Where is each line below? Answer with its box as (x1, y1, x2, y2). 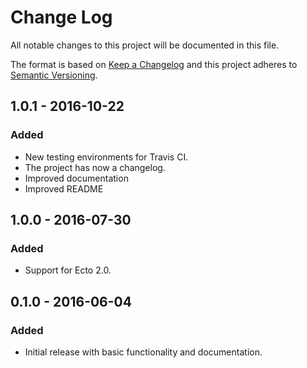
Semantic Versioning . (10, 69, 98, 81)
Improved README (24, 182, 104, 195)
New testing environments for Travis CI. (24, 151, 189, 163)
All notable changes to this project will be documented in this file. (10, 39, 280, 51)
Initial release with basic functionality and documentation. (24, 346, 263, 358)
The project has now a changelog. (24, 161, 166, 173)
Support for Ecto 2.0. (24, 264, 112, 276)
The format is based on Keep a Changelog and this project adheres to (10, 58, 298, 70)
